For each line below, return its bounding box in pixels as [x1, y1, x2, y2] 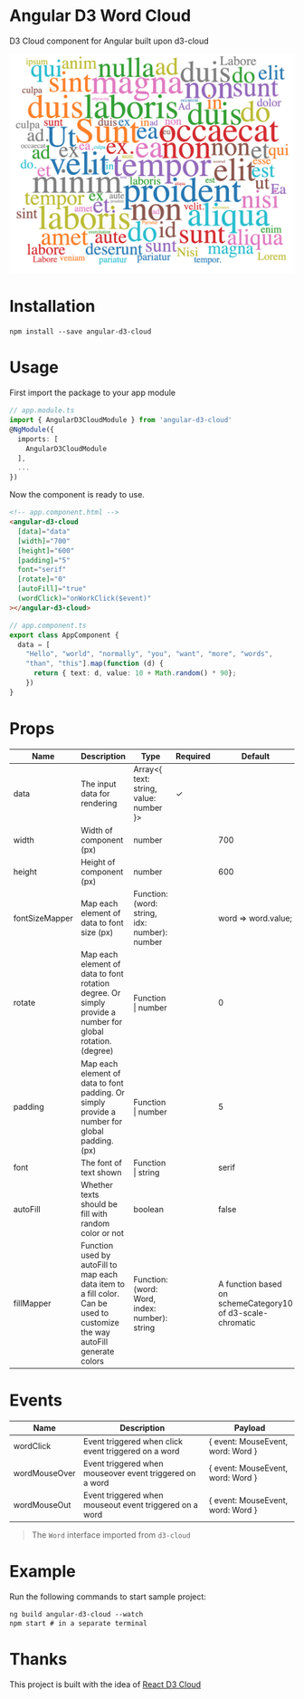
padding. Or [81, 1086, 125, 1097]
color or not [81, 1228, 125, 1239]
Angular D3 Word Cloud [9, 5, 192, 26]
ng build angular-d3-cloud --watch [9, 1609, 144, 1618]
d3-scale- [227, 1308, 269, 1318]
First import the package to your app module [9, 387, 176, 399]
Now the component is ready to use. [9, 489, 145, 500]
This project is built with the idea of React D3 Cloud [9, 1678, 202, 1690]
